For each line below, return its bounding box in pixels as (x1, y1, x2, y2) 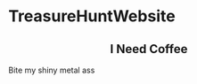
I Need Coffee (110, 42, 188, 57)
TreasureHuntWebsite (8, 6, 176, 27)
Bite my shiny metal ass (8, 65, 95, 75)
